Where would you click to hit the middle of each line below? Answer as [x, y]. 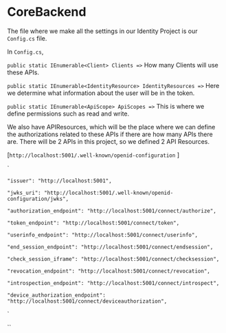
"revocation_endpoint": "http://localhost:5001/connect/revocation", [109, 271]
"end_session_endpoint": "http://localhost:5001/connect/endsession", [110, 247]
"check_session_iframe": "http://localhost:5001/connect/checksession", [113, 259]
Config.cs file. [27, 38]
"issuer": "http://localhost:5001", [59, 181]
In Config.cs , [25, 52]
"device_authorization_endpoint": [57, 295]
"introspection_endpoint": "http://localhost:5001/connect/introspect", [113, 283]
